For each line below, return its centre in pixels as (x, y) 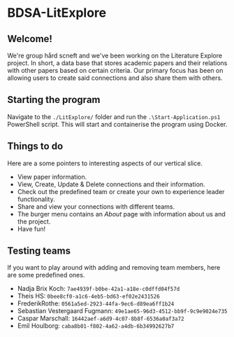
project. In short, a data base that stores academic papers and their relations (117, 63)
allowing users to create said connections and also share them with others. (115, 78)
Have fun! (31, 228)
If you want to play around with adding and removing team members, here (114, 268)
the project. (34, 221)
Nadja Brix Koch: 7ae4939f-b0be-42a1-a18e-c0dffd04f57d (98, 289)
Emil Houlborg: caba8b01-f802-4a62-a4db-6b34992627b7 (96, 326)
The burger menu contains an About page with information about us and (121, 214)
